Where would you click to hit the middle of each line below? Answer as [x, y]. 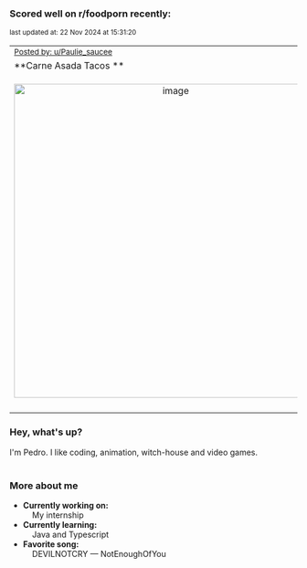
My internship [58, 515]
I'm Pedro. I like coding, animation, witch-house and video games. [134, 452]
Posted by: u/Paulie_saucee [63, 52]
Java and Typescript [70, 534]
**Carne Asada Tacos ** [69, 66]
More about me [44, 485]
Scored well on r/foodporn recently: [90, 14]
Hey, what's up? [46, 432]
